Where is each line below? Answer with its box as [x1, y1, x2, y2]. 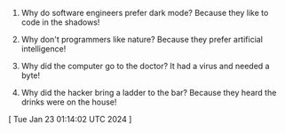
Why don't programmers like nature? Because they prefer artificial [20, 35, 264, 44]
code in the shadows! [20, 17, 100, 27]
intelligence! [20, 43, 67, 54]
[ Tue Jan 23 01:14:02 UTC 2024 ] [8, 114, 132, 124]
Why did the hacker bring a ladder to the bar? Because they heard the [20, 88, 277, 98]
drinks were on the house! [20, 97, 117, 107]
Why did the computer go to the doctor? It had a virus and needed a [20, 61, 270, 71]
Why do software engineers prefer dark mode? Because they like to [20, 8, 269, 18]
